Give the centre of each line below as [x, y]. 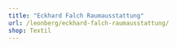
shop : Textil [30, 30]
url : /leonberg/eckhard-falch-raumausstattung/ [89, 23]
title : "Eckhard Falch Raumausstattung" [77, 16]
